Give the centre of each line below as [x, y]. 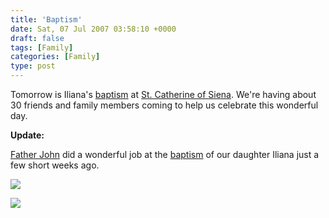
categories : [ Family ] [55, 57]
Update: [27, 135]
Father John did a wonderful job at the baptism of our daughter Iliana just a [165, 154]
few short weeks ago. [55, 165]
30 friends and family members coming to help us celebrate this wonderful [164, 105]
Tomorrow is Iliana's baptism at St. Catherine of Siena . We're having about [163, 94]
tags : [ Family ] [42, 47]
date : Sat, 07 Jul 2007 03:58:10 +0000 [93, 29]
